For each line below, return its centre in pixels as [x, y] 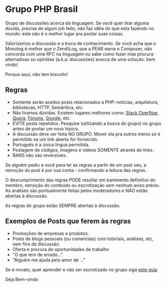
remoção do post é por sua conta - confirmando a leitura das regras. [76, 170]
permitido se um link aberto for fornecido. [55, 139]
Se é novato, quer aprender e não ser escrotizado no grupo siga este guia [81, 269]
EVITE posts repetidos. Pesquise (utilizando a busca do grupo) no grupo [87, 123]
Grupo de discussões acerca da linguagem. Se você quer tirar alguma [77, 23]
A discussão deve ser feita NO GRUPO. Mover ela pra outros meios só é [86, 134]
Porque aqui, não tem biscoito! [37, 74]
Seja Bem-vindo [22, 279]
